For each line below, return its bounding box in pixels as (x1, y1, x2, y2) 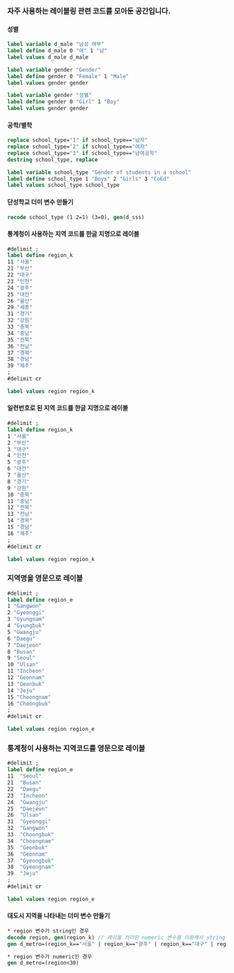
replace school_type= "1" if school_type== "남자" (7, 137, 148, 144)
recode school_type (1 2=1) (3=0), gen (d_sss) (7, 214, 145, 221)
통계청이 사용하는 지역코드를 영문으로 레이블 (7, 743, 146, 753)
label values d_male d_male (7, 54, 89, 61)
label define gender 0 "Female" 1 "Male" (7, 73, 130, 80)
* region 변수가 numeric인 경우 (7, 953, 93, 960)
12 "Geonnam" (7, 674, 45, 681)
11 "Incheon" (7, 668, 45, 675)
